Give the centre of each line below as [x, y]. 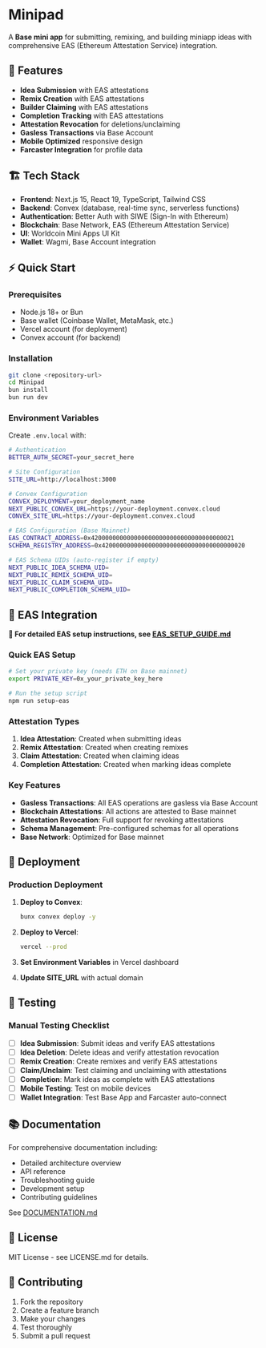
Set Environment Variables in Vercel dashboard [99, 962]
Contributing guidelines [58, 1197]
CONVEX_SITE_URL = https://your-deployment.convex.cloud [102, 516]
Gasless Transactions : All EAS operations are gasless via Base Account [139, 802]
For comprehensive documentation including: [83, 1147]
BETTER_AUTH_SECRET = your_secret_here [71, 458]
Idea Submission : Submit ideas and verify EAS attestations [117, 1043]
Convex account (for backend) [71, 337]
